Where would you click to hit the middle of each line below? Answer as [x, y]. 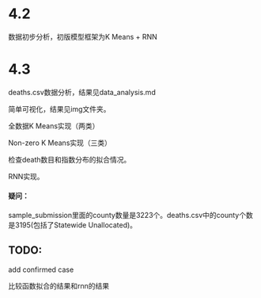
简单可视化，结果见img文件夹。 [59, 109]
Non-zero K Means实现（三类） [60, 143]
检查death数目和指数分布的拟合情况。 [70, 159]
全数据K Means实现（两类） [54, 126]
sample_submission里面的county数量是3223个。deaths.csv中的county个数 [130, 216]
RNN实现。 [26, 176]
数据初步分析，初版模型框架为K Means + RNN [83, 36]
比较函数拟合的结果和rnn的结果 [59, 285]
